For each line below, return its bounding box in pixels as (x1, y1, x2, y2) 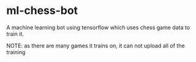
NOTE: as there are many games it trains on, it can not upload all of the (6, 42, 185, 49)
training (6, 48, 26, 55)
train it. (6, 30, 24, 37)
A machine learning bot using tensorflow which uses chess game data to (6, 24, 190, 31)
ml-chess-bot (6, 4, 78, 18)
